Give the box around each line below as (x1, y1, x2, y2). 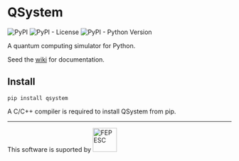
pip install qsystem (7, 94, 69, 101)
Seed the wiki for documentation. (7, 55, 105, 64)
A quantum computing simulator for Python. (7, 41, 136, 50)
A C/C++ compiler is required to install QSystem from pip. (7, 107, 176, 116)
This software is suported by (7, 145, 91, 153)
